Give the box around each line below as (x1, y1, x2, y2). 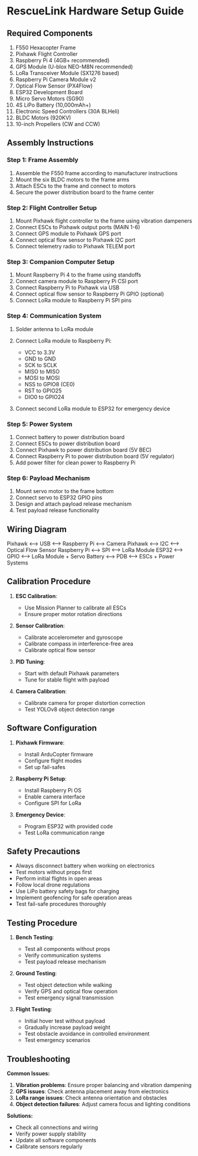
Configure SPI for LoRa (24, 799, 82, 806)
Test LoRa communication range (24, 829, 105, 836)
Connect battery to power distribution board (15, 433, 125, 440)
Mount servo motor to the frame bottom (15, 488, 114, 495)
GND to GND (24, 355, 56, 362)
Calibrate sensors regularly (15, 1143, 83, 1150)
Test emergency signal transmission (24, 994, 114, 1001)
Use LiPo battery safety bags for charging (15, 888, 119, 895)
